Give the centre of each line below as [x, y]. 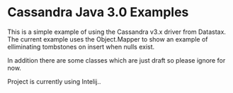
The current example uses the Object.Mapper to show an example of [108, 39]
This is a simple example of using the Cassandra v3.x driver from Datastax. [117, 32]
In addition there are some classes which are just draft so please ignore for [116, 60]
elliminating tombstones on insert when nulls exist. [81, 46]
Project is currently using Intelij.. [54, 81]
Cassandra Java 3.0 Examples [98, 12]
